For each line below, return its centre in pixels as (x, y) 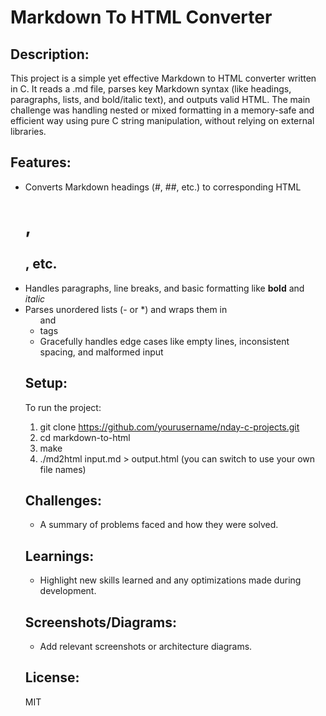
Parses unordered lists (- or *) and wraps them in (126, 309)
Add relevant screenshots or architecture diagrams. (146, 647)
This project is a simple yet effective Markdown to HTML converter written (163, 78)
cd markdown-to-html (85, 437)
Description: (50, 54)
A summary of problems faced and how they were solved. (159, 525)
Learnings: (59, 556)
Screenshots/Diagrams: (100, 622)
